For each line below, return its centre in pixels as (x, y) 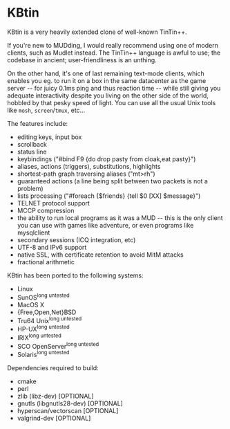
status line (32, 152)
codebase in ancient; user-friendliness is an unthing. (82, 60)
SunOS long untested (44, 297)
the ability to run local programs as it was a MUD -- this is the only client (120, 218)
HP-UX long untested (44, 328)
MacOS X (31, 304)
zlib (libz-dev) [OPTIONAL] (56, 396)
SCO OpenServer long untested (58, 345)
